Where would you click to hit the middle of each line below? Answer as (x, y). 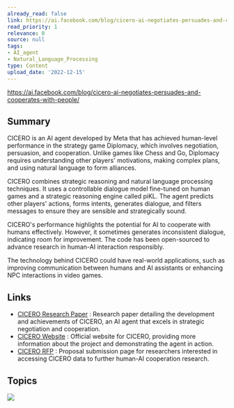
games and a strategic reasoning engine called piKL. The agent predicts (110, 196)
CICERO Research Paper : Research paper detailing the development (116, 314)
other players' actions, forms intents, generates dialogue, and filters (104, 204)
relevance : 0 (26, 33)
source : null (26, 40)
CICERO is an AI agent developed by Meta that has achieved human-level (112, 138)
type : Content (28, 66)
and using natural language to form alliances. (72, 168)
